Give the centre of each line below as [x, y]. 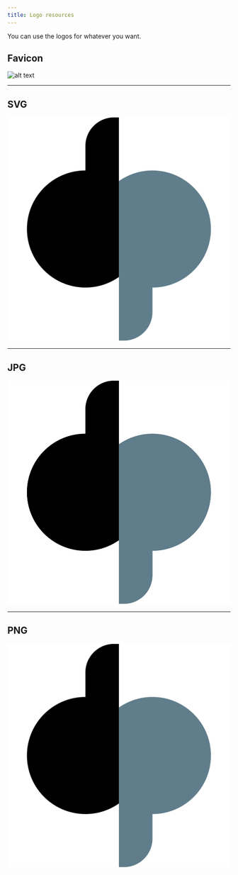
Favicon [25, 58]
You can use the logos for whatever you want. [74, 36]
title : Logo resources [41, 15]
